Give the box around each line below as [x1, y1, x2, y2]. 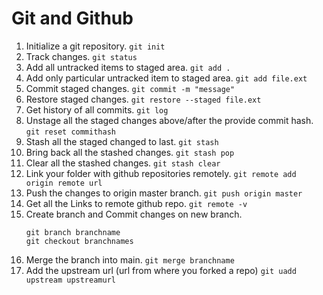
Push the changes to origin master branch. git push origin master [25, 187, 303, 199]
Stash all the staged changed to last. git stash [25, 135, 219, 147]
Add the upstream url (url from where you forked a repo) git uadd [25, 264, 297, 276]
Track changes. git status [25, 50, 138, 62]
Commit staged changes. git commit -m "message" [25, 82, 236, 94]
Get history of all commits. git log [25, 103, 169, 116]
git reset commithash [25, 127, 116, 137]
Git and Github [11, 7, 134, 30]
